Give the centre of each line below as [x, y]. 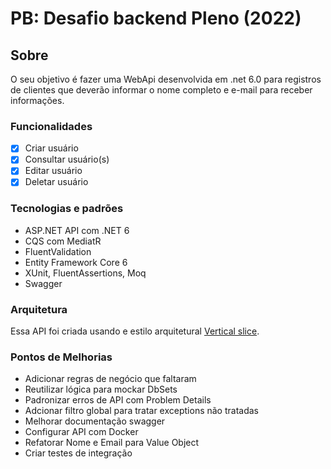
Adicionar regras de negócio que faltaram [110, 379]
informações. [37, 100]
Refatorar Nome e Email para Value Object [112, 443]
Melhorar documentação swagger [95, 421]
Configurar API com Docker [81, 432]
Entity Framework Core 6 [76, 262]
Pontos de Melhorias [61, 357]
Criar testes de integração [78, 453]
